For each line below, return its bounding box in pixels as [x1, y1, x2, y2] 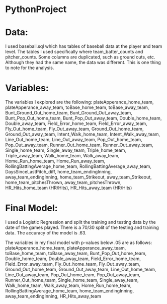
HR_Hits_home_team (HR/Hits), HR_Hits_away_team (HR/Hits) [5, 185, 132, 191]
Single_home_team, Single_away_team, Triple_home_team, [5, 147, 127, 153]
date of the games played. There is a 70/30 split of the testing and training [5, 224, 159, 230]
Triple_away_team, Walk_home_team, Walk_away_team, [5, 153, 120, 159]
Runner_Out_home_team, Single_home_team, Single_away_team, [5, 277, 139, 283]
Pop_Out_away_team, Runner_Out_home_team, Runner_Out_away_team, [5, 142, 153, 148]
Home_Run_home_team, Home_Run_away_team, [5, 158, 106, 164]
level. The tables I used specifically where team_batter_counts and [5, 49, 143, 55]
